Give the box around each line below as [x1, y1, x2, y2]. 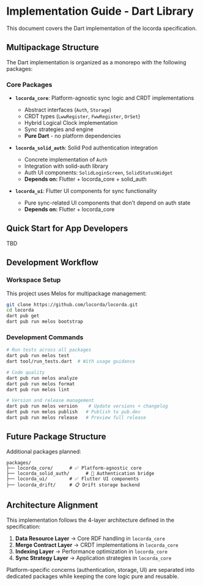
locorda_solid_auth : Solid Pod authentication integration [15, 144, 158, 151]
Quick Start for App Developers [6, 224, 128, 234]
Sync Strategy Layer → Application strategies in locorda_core [15, 554, 172, 562]
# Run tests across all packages [6, 347, 92, 353]
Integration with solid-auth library [24, 162, 109, 170]
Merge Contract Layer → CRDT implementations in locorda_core [15, 541, 179, 549]
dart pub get [6, 313, 40, 319]
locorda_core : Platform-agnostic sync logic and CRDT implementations [15, 94, 194, 102]
